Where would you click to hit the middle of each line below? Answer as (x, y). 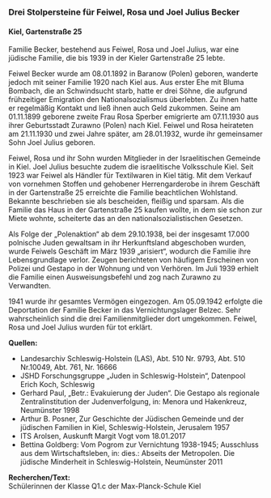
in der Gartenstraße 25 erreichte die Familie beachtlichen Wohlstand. (123, 193)
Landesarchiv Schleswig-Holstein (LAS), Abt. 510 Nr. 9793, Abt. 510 (133, 359)
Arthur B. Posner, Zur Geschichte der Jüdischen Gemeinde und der (132, 419)
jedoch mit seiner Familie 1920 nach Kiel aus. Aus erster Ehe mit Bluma (126, 83)
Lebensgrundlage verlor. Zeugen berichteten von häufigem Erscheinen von (133, 260)
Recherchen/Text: (39, 478)
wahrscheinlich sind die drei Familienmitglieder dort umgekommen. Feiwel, (133, 319)
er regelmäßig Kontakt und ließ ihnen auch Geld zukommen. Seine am (125, 109)
